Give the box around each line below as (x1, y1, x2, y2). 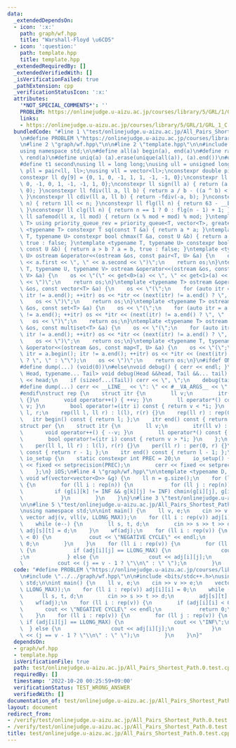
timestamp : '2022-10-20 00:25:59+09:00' (13, 678, 133, 685)
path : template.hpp (20, 50, 77, 57)
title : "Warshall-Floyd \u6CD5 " (20, 37, 114, 44)
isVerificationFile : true (13, 658, 90, 665)
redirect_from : (7, 710, 52, 718)
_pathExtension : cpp (13, 82, 74, 89)
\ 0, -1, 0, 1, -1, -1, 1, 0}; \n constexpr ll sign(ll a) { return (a (20, 180, 228, 187)
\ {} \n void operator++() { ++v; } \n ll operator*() (20, 396, 221, 403)
